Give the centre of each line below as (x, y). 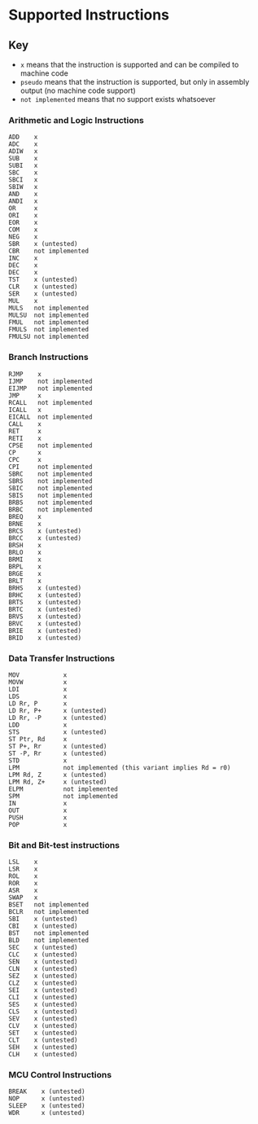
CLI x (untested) (44, 998)
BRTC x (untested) (45, 609)
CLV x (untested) (44, 1026)
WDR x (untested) (47, 1113)
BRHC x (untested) (45, 595)
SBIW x (23, 187)
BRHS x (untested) (45, 588)
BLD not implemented (49, 941)
